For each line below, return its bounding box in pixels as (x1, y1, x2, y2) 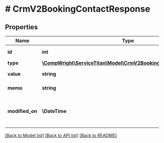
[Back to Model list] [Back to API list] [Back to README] (5, 133, 117, 138)
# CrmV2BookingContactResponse (5, 3, 150, 15)
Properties (5, 23, 38, 31)
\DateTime (41, 108, 67, 114)
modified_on (7, 108, 38, 114)
